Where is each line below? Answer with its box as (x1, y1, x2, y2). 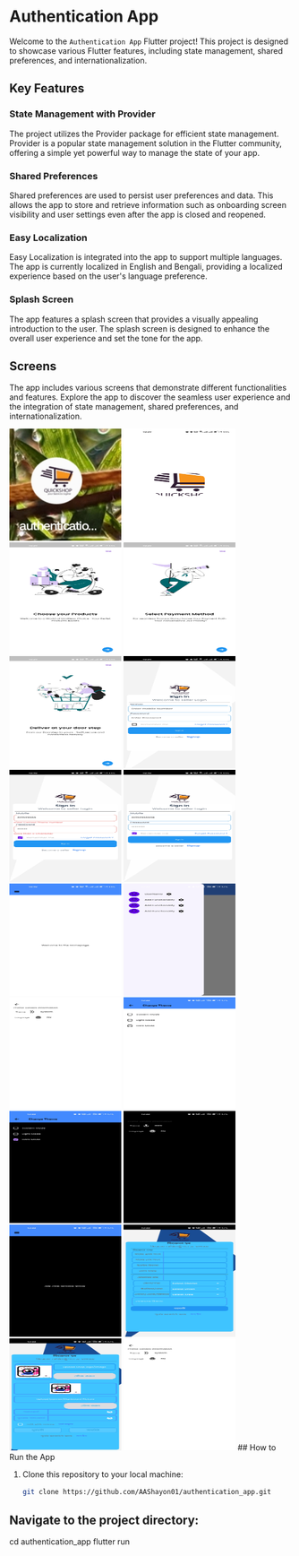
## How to (236, 1442, 277, 1453)
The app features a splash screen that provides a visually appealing (9, 314, 259, 324)
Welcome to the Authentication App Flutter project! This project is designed (9, 36, 289, 47)
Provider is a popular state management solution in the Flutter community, (9, 137, 282, 149)
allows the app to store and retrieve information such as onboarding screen (9, 199, 286, 210)
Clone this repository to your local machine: (21, 1469, 184, 1480)
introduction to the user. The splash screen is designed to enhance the (9, 323, 270, 333)
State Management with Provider (9, 108, 156, 120)
